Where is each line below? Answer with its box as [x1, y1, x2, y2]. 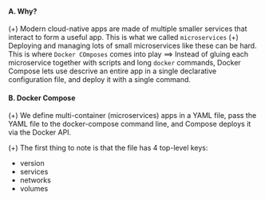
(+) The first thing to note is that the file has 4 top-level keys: [8, 143, 208, 153]
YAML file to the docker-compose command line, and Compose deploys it [8, 120, 251, 129]
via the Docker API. [8, 127, 72, 137]
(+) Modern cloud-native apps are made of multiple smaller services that [8, 24, 247, 33]
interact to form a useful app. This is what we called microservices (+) [8, 33, 239, 42]
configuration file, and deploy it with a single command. [8, 75, 192, 84]
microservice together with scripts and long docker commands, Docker [8, 58, 241, 68]
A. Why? [8, 6, 38, 16]
